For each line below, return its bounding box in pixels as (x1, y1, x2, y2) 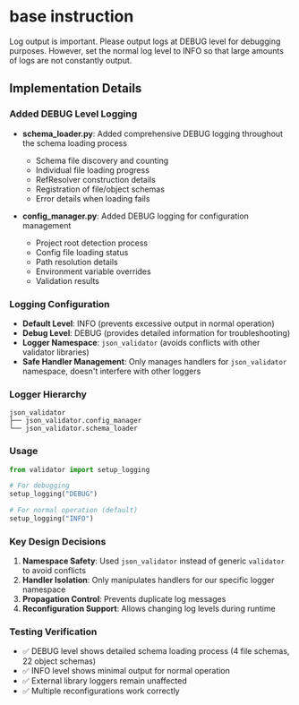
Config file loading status (35, 246, 129, 257)
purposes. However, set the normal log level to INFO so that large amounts (9, 45, 285, 56)
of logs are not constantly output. (9, 55, 132, 65)
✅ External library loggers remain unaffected (21, 675, 188, 686)
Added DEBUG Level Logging (9, 107, 138, 120)
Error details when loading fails (35, 193, 150, 203)
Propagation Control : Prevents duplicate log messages (21, 594, 226, 605)
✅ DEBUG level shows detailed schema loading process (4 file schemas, (21, 646, 290, 657)
